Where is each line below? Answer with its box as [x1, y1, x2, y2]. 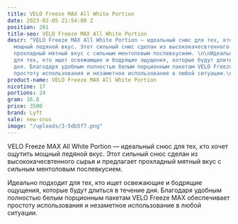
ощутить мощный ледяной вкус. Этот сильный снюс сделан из [7, 150, 198, 158]
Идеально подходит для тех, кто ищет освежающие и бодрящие [7, 178, 203, 186]
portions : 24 [7, 89, 46, 96]
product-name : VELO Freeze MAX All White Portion [7, 76, 157, 84]
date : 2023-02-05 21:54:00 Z [7, 17, 93, 24]
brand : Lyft [7, 109, 42, 116]
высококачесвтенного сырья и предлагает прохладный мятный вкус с [7, 157, 222, 165]
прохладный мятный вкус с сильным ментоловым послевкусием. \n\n [13, 50, 211, 57]
